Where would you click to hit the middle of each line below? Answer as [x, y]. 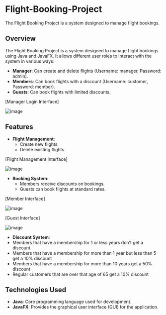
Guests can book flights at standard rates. [63, 189]
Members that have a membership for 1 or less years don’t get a [78, 242]
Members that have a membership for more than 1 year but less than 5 [84, 253]
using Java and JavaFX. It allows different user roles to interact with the [79, 56]
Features [19, 127]
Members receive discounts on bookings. [62, 184]
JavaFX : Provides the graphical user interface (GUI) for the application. [85, 307]
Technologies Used [36, 290]
